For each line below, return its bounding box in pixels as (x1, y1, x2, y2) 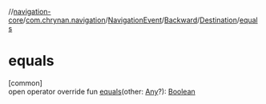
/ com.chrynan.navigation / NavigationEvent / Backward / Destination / (22, 15, 240, 25)
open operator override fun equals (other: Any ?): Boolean (8, 86, 196, 96)
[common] (8, 78, 42, 87)
